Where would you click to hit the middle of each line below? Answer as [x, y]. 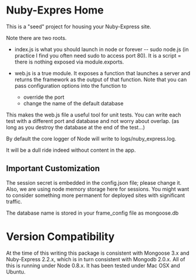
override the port [44, 97]
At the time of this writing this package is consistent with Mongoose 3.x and [98, 253]
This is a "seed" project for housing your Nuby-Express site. [79, 26]
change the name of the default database [73, 103]
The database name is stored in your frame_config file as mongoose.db [92, 213]
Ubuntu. [16, 272]
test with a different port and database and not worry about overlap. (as [93, 121]
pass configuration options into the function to [71, 85]
